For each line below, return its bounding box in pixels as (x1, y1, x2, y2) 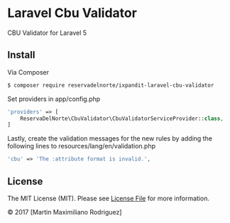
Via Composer (7, 67, 50, 76)
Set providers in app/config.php (7, 94, 101, 103)
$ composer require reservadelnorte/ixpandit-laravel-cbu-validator (7, 82, 214, 89)
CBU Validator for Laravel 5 (7, 28, 87, 37)
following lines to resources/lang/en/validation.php (7, 142, 156, 151)
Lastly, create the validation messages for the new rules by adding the (7, 134, 213, 143)
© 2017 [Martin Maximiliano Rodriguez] (7, 207, 122, 216)
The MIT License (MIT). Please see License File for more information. (7, 194, 209, 202)
